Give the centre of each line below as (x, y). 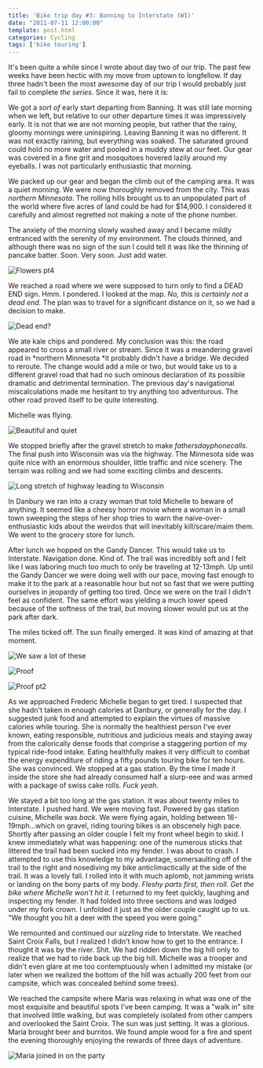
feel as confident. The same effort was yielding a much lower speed (118, 600)
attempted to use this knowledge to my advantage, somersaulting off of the (130, 859)
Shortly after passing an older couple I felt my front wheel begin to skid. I (126, 834)
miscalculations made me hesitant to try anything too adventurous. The (123, 391)
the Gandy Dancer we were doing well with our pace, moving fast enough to (131, 575)
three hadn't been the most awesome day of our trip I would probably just (127, 84)
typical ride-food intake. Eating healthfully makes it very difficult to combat (129, 752)
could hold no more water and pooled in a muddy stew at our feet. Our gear (130, 150)
